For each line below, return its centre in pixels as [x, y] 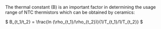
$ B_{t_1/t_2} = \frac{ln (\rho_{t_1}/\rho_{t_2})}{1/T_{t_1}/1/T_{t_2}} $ [74, 22]
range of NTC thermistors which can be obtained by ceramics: [70, 12]
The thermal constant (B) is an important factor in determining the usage [80, 7]
